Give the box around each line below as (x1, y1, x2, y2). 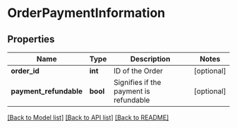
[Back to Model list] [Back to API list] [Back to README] (7, 113, 169, 122)
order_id (11, 66, 40, 76)
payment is (114, 86, 150, 96)
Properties (7, 33, 55, 45)
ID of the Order (114, 66, 164, 76)
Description (130, 54, 171, 64)
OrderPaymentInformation (7, 5, 166, 21)
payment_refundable (11, 86, 83, 96)
